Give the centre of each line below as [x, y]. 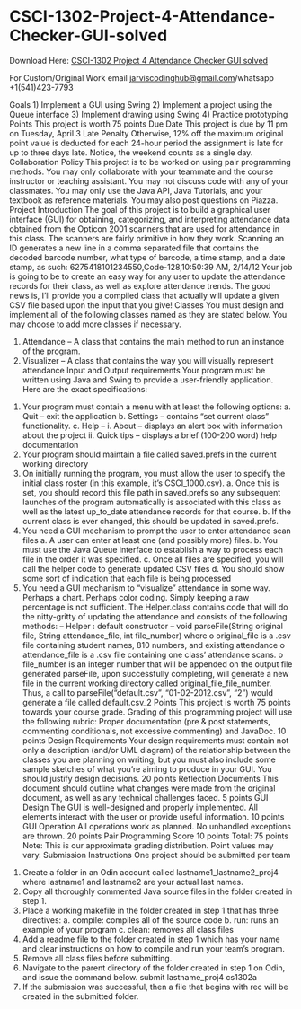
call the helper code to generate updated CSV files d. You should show [153, 568]
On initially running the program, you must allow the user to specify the [154, 473]
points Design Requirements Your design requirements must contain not [155, 740]
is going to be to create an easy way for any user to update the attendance [147, 276]
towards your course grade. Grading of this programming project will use [157, 712]
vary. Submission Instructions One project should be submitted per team [156, 855]
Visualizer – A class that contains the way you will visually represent [148, 360]
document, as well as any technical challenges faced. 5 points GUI [145, 797]
